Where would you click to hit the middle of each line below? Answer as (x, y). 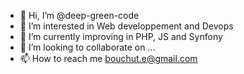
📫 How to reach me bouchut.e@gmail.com (108, 58)
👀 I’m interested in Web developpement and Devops (126, 26)
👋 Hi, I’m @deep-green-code (79, 15)
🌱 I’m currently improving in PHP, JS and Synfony (121, 36)
